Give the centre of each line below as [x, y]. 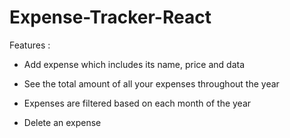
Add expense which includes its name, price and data [134, 64]
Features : [30, 45]
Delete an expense [62, 122]
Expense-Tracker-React [110, 17]
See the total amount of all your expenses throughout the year [151, 83]
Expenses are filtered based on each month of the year [137, 103]
